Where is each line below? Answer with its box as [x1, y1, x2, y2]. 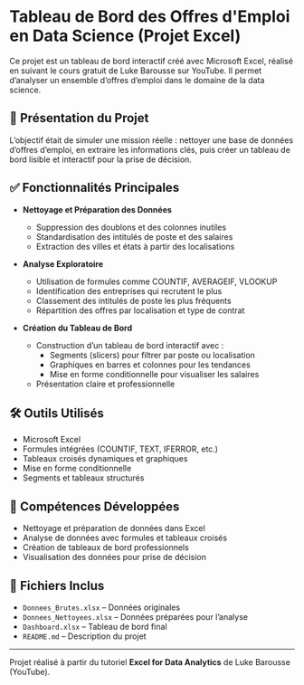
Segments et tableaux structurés [22, 472, 145, 483]
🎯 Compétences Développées [9, 499, 180, 514]
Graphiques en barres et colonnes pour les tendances [49, 359, 251, 370]
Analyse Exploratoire [22, 258, 104, 269]
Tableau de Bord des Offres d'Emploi [9, 6, 290, 27]
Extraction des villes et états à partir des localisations [35, 241, 235, 252]
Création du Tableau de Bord [22, 322, 133, 333]
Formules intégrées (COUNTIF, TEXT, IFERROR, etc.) [22, 443, 219, 454]
